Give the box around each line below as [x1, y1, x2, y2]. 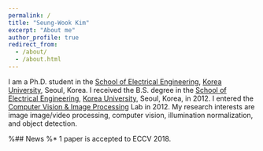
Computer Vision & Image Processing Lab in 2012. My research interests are [8, 101, 255, 111]
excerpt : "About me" [8, 26, 76, 34]
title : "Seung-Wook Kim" [8, 19, 90, 27]
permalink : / [8, 11, 51, 20]
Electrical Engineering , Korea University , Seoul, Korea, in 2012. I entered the [8, 94, 254, 103]
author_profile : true [8, 33, 80, 42]
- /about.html [15, 56, 61, 64]
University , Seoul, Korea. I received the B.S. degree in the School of [8, 85, 227, 94]
